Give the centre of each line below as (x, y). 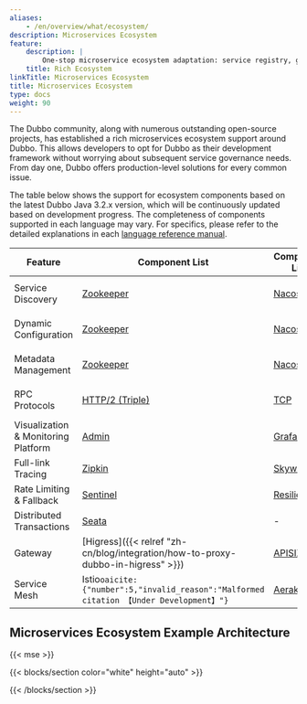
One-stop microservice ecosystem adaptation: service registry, (167, 60)
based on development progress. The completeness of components (138, 215)
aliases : (26, 18)
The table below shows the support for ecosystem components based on (148, 195)
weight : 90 (30, 103)
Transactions (42, 527)
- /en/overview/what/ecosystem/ (87, 27)
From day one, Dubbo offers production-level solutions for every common (148, 168)
